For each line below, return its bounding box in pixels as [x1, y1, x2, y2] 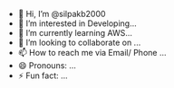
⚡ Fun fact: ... [17, 70, 68, 81]
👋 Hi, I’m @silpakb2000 [17, 9, 106, 19]
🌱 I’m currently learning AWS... [17, 28, 133, 38]
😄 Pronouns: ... [17, 60, 77, 71]
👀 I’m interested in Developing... [17, 18, 138, 29]
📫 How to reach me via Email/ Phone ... [17, 48, 167, 57]
